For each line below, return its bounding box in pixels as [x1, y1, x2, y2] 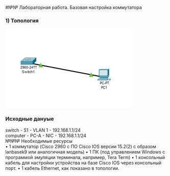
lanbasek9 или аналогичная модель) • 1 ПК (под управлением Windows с [5, 148, 165, 155]
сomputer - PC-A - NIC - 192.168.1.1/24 [5, 133, 87, 139]
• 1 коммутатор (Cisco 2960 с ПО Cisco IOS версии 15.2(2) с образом [5, 143, 157, 149]
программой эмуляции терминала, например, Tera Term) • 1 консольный [5, 154, 165, 160]
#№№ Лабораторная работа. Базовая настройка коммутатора [5, 5, 142, 10]
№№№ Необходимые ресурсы [5, 138, 73, 144]
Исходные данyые [5, 115, 55, 122]
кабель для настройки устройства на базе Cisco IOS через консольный [5, 160, 162, 166]
